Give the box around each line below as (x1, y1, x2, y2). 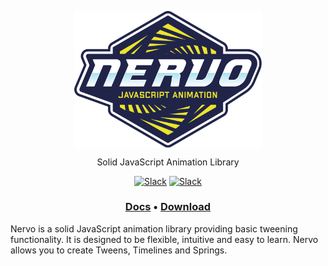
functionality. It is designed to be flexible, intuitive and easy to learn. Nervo (10, 233, 319, 245)
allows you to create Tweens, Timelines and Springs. (10, 244, 228, 256)
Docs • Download (124, 200, 212, 214)
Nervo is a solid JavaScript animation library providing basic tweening (10, 222, 298, 235)
